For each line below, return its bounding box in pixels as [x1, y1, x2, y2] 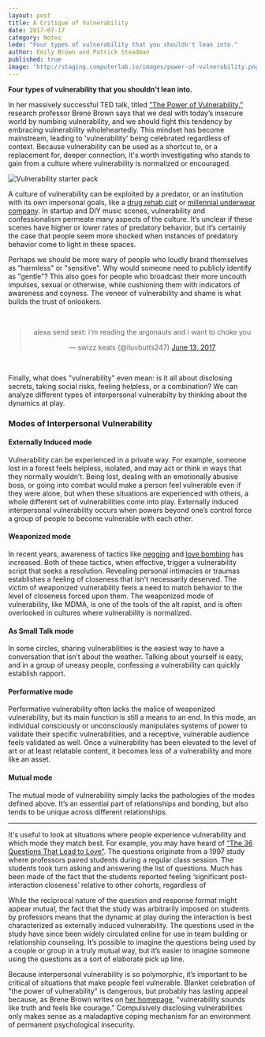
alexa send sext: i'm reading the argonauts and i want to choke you [33, 327, 252, 336]
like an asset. [8, 754, 51, 764]
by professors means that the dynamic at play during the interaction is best [8, 912, 252, 922]
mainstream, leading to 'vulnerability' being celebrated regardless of [8, 133, 230, 143]
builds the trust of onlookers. [8, 297, 103, 306]
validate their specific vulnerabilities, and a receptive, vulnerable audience [8, 729, 250, 739]
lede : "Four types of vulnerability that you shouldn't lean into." [8, 41, 238, 49]
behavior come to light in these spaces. [8, 239, 136, 249]
